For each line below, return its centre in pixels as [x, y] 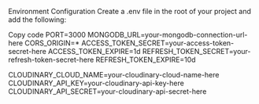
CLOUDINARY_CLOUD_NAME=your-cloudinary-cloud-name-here [114, 75]
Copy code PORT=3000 [47, 35]
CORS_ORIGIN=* [52, 43]
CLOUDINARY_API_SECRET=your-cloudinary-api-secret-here [107, 91]
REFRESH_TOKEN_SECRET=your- [196, 51]
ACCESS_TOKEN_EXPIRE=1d [94, 51]
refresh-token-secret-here [51, 59]
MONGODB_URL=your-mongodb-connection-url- [168, 35]
